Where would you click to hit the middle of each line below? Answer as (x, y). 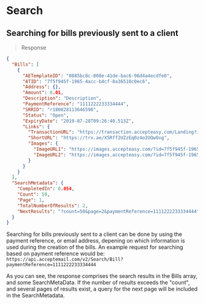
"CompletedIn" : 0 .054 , (46, 189)
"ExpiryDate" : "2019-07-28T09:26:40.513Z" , (78, 121)
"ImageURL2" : (50, 155)
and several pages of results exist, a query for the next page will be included (102, 289)
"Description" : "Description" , (62, 98)
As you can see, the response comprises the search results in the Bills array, (102, 276)
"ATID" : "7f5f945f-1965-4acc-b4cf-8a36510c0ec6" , (86, 81)
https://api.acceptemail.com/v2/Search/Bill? (65, 260)
